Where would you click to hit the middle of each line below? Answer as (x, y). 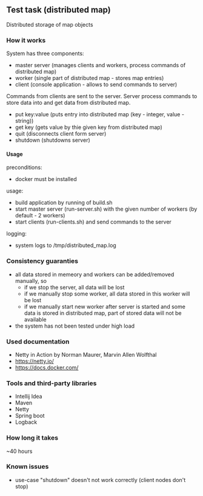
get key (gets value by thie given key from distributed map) (88, 127)
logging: (17, 234)
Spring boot (30, 416)
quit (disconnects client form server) (61, 134)
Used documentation (38, 342)
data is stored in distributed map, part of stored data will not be (103, 313)
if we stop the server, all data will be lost (74, 287)
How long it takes (32, 438)
